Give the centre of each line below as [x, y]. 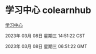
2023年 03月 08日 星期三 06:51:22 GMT [46, 46]
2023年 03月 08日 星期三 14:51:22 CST [45, 35]
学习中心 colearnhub [48, 10]
